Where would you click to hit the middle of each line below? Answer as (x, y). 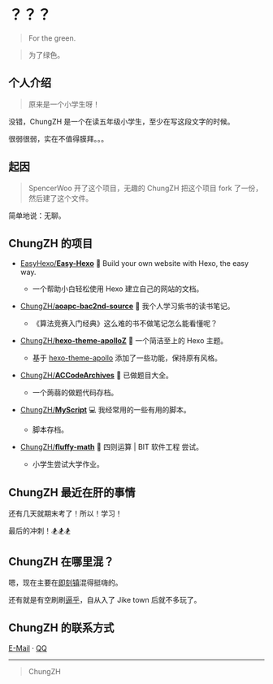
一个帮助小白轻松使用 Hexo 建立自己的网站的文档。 (118, 289)
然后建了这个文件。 (61, 198)
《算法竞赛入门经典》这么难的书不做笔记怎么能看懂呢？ (125, 324)
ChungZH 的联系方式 (61, 628)
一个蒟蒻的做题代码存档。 (75, 393)
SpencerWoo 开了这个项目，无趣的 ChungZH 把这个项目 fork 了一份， (145, 188)
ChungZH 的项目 (51, 243)
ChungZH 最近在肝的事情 (72, 492)
